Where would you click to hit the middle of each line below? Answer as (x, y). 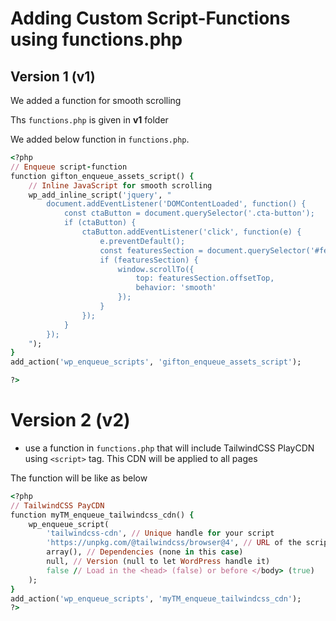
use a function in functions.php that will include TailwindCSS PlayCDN (169, 448)
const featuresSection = (151, 250)
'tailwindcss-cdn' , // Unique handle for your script (160, 533)
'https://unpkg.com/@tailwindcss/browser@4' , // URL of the (174, 543)
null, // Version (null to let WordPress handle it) (158, 562)
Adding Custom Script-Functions (150, 18)
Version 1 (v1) (53, 76)
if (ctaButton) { (100, 223)
